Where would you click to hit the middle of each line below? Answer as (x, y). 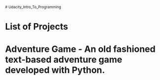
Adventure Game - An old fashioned (80, 49)
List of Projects (37, 27)
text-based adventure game (64, 60)
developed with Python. (55, 70)
